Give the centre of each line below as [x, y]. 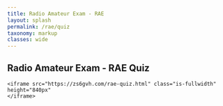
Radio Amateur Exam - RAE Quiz [78, 68]
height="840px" [29, 90]
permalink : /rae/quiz [39, 26]
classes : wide [28, 40]
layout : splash [29, 20]
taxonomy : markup [32, 33]
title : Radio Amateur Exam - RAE [56, 14]
